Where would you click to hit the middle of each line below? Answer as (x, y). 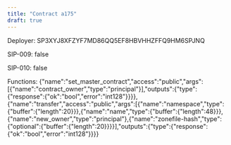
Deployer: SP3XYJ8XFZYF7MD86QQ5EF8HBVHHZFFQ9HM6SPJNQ (106, 40)
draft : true (25, 20)
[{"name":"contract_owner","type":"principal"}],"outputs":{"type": (102, 89)
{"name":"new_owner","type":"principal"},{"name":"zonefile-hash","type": (115, 119)
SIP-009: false (28, 54)
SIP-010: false (27, 68)
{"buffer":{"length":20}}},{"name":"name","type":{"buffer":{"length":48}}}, (115, 111)
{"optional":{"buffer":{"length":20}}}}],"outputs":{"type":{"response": (108, 126)
